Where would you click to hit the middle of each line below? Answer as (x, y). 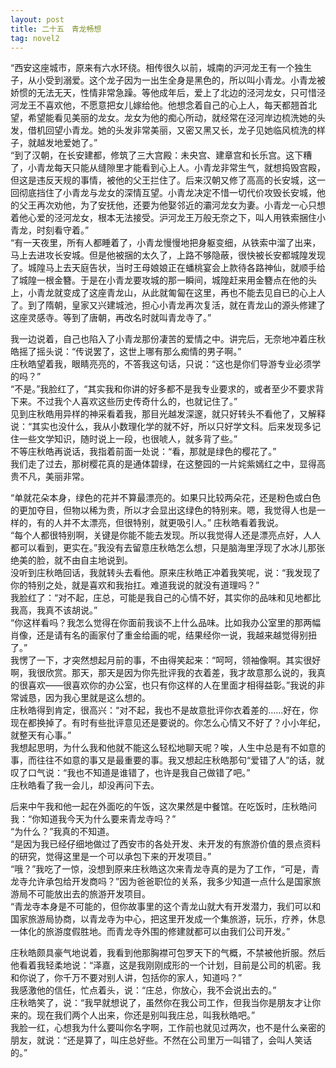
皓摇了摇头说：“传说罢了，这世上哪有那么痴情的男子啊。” (126, 352)
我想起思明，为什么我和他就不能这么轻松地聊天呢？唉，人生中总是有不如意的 (168, 748)
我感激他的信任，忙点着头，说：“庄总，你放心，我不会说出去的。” (143, 990)
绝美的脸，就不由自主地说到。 (71, 560)
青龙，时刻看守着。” (50, 230)
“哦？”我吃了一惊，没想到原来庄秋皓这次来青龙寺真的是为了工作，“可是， (161, 869)
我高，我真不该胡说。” (54, 610)
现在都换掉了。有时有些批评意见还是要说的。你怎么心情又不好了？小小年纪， (168, 723)
